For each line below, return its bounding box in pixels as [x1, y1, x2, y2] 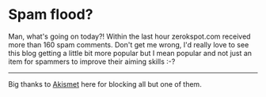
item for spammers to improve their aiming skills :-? [8, 57, 176, 66]
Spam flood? [8, 6, 93, 24]
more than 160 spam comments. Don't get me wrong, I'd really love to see [8, 39, 249, 49]
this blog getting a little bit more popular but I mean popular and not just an [8, 48, 252, 58]
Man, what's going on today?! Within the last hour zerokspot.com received [8, 32, 251, 41]
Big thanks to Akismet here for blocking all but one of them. [8, 79, 202, 88]
